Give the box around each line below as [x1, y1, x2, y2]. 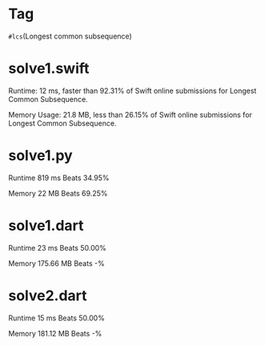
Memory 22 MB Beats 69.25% [8, 188, 108, 198]
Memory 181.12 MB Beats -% [8, 328, 102, 338]
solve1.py [8, 147, 74, 165]
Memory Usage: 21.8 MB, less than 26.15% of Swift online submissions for [8, 110, 252, 119]
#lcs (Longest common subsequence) [8, 31, 132, 41]
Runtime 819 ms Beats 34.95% [8, 173, 110, 183]
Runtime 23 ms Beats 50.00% [8, 243, 106, 252]
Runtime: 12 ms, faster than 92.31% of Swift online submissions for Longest [8, 86, 257, 95]
